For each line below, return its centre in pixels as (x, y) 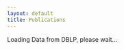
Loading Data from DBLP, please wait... (62, 39)
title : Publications (37, 20)
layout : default (30, 13)
